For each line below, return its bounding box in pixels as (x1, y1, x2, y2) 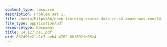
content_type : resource (5, 7, 55, 12)
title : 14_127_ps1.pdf (5, 30, 52, 35)
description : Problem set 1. (5, 12, 66, 17)
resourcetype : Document (5, 25, 55, 30)
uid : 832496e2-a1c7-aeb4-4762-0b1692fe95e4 (5, 35, 97, 40)
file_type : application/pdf (5, 21, 64, 26)
